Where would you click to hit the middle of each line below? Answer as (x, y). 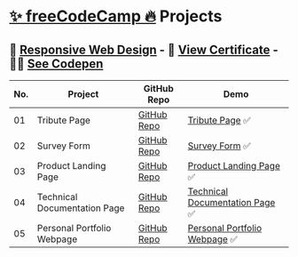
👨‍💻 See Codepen (56, 64)
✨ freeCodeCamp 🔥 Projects (116, 16)
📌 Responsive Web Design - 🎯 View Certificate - (144, 49)
